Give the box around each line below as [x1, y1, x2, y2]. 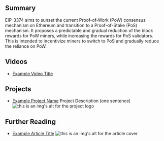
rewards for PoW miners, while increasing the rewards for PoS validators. [5, 33, 154, 38]
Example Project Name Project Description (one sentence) [12, 98, 131, 104]
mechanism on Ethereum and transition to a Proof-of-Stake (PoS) [5, 22, 138, 28]
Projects [5, 85, 32, 93]
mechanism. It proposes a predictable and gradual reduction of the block [5, 27, 153, 34]
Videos [5, 58, 28, 66]
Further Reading [5, 117, 56, 126]
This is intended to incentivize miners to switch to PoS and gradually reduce [5, 38, 159, 44]
